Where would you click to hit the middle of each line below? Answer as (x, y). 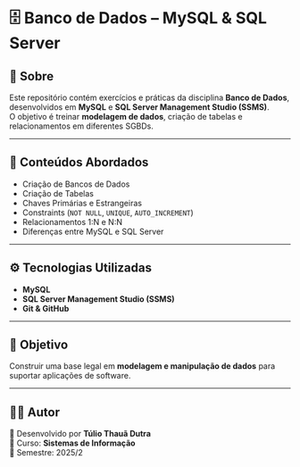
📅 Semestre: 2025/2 (46, 453)
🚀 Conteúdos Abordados (79, 163)
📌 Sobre (32, 76)
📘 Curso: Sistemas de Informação (72, 443)
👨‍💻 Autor (35, 412)
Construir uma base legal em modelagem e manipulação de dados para (142, 366)
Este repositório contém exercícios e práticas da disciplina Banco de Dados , (150, 97)
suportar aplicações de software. (70, 376)
